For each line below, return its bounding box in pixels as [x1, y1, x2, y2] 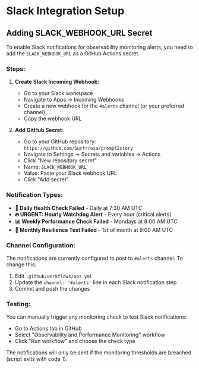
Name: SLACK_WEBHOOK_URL [23, 163, 87, 171]
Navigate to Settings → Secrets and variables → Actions [23, 150, 161, 158]
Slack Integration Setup [6, 4, 125, 18]
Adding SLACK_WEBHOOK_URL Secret [6, 28, 153, 38]
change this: [6, 260, 37, 268]
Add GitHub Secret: [14, 127, 64, 134]
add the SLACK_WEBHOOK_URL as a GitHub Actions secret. [6, 50, 140, 57]
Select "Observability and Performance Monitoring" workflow [14, 331, 165, 338]
